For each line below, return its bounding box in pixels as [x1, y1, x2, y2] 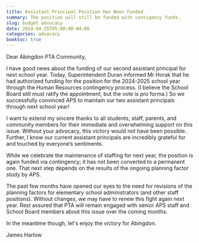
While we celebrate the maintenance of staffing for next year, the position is [6, 152, 194, 159]
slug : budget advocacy [6, 20, 63, 26]
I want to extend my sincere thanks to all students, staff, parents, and [6, 115, 177, 122]
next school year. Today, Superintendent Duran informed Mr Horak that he [6, 71, 189, 78]
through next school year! [6, 103, 70, 110]
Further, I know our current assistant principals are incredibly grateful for [6, 134, 186, 141]
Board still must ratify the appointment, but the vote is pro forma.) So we [6, 91, 185, 97]
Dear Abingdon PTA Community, [6, 53, 86, 60]
